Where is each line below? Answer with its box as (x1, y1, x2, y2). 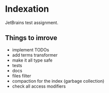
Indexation (5, 3, 49, 15)
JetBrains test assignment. (5, 20, 58, 25)
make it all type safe (12, 57, 53, 63)
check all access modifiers (12, 83, 66, 89)
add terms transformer (12, 52, 58, 58)
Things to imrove (5, 34, 57, 42)
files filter (12, 72, 32, 79)
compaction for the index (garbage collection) (12, 78, 105, 84)
